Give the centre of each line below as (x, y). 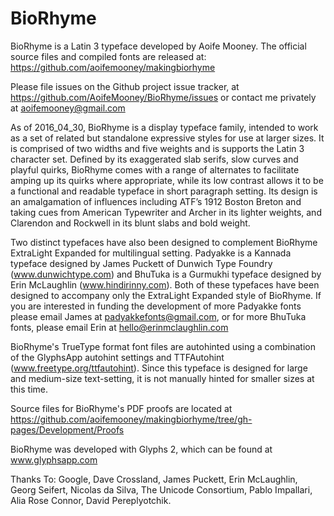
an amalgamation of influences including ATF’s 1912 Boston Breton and (156, 201)
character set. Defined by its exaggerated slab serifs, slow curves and (154, 159)
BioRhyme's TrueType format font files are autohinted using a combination (163, 346)
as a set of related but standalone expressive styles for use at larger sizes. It (167, 138)
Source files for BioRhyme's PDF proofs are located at (121, 408)
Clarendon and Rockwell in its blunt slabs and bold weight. (130, 223)
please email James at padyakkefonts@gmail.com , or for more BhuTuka (158, 316)
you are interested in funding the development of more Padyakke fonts (156, 306)
